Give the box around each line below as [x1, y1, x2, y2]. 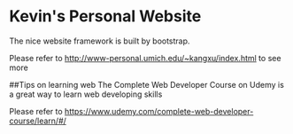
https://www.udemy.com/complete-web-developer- [65, 106, 254, 116]
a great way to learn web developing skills [9, 89, 163, 99]
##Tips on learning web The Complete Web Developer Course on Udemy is [9, 79, 285, 90]
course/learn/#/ [9, 115, 66, 126]
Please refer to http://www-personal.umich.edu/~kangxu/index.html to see [9, 52, 281, 63]
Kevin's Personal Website [9, 6, 202, 27]
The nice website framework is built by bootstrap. [9, 35, 190, 46]
